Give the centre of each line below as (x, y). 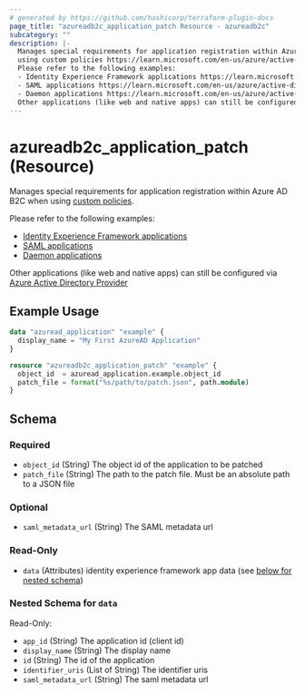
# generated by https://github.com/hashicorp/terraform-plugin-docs (142, 18)
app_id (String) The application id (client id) (103, 640)
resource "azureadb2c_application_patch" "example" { (113, 365)
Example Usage (54, 311)
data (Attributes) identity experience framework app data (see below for (157, 570)
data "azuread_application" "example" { (87, 332)
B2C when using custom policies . (72, 201)
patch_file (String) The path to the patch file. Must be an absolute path (156, 474)
